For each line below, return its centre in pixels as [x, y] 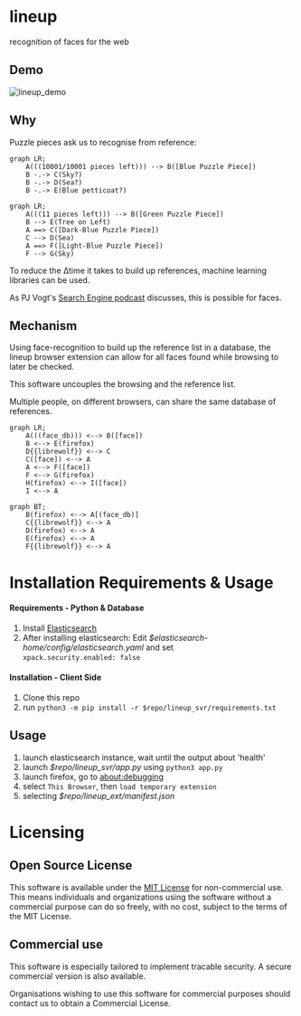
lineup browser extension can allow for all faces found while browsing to [144, 357]
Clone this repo [51, 697]
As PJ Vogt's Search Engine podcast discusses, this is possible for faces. [146, 297]
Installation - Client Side [56, 677]
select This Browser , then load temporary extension [119, 786]
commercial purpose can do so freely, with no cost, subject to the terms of [148, 907]
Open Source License [71, 865]
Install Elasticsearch [60, 628]
